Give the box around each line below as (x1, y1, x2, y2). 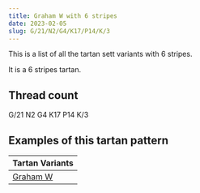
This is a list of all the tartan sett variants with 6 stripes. (8, 49, 193, 59)
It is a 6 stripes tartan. (8, 65, 82, 75)
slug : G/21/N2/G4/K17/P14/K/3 (8, 27, 111, 35)
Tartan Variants (12, 157, 74, 169)
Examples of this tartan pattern (8, 133, 168, 147)
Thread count (8, 88, 79, 102)
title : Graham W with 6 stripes (8, 11, 117, 20)
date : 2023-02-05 (8, 19, 67, 28)
